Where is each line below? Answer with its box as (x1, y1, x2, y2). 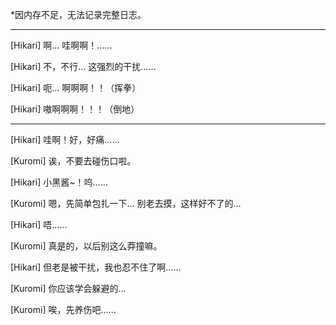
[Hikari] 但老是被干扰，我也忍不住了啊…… (10, 261, 182, 273)
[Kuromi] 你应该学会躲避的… (10, 283, 127, 294)
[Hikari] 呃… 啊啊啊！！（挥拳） (10, 82, 142, 93)
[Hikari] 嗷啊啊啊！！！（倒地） (10, 103, 140, 115)
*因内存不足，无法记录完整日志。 (10, 9, 147, 20)
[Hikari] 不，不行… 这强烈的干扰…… (10, 61, 157, 72)
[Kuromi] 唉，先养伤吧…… (10, 304, 117, 315)
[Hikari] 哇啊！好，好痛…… (10, 134, 120, 145)
